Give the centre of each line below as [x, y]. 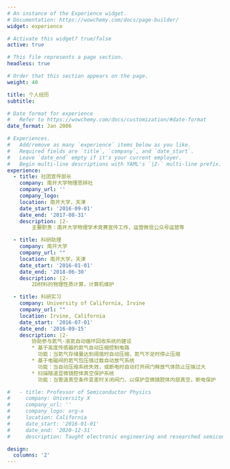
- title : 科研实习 [37, 297]
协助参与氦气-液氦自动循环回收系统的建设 [82, 342]
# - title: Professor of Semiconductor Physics [79, 392]
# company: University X [49, 398]
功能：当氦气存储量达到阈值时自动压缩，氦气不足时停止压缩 [109, 354]
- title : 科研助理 [37, 240]
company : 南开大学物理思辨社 [56, 183]
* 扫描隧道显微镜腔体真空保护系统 [73, 373]
